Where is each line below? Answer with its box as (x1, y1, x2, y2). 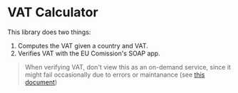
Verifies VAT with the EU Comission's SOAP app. (17, 49, 160, 58)
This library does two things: (7, 28, 91, 36)
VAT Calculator (7, 4, 98, 21)
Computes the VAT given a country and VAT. (17, 41, 148, 50)
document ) (24, 77, 58, 86)
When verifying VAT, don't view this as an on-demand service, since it (24, 62, 232, 71)
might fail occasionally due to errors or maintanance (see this (24, 70, 205, 79)
